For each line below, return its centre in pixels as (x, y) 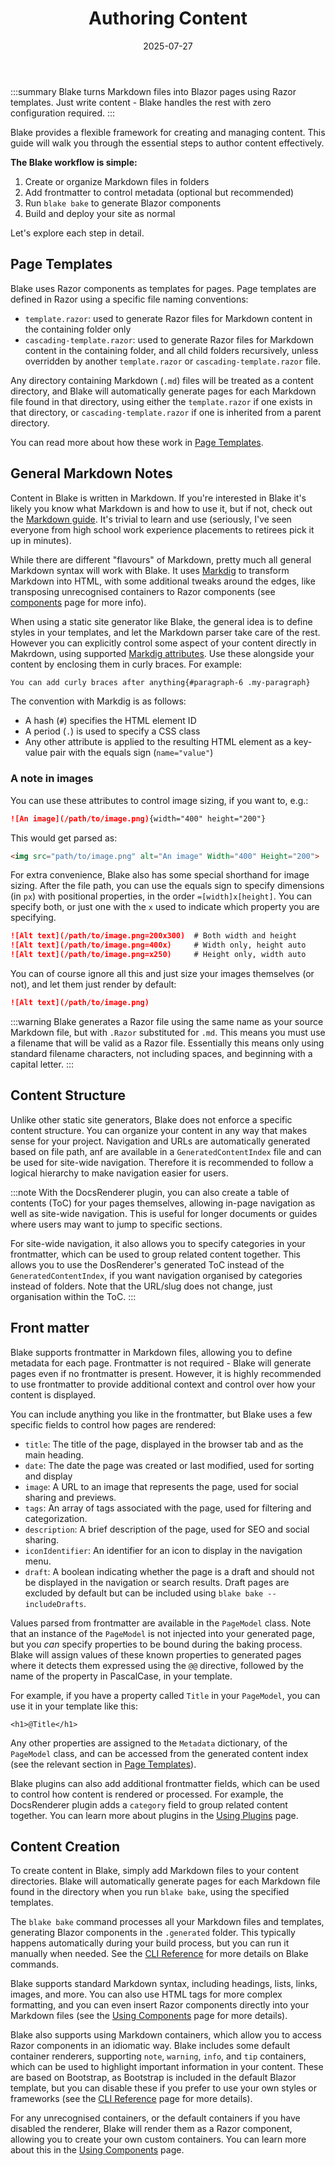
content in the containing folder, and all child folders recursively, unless (171, 350)
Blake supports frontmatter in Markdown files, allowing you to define (151, 1352)
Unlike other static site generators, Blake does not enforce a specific (151, 1119)
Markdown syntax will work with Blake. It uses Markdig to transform (150, 570)
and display (48, 1476)
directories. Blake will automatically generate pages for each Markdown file (165, 1881)
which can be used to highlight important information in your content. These (167, 2067)
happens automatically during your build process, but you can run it (150, 1943)
